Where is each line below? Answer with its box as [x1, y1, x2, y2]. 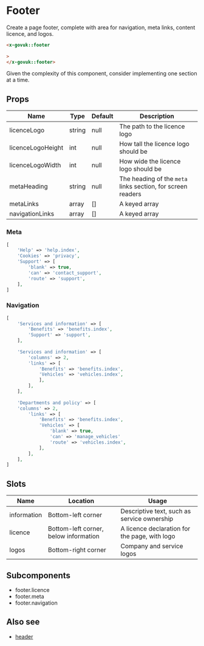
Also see [6, 617, 40, 627]
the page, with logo [120, 532, 175, 541]
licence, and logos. [6, 30, 54, 37]
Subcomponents [6, 570, 71, 580]
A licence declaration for [120, 524, 191, 533]
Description [139, 112, 175, 120]
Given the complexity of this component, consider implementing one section [6, 70, 197, 77]
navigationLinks [9, 210, 55, 218]
